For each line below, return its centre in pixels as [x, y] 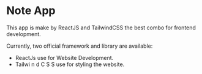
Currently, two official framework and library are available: [80, 46]
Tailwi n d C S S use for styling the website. [70, 64]
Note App [31, 11]
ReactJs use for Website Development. [64, 57]
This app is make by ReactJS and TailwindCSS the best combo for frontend [101, 28]
